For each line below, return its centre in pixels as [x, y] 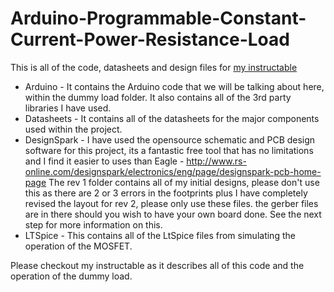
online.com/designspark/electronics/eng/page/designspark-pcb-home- [173, 171]
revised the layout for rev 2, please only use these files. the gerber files [171, 203]
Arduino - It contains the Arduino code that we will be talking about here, [174, 86]
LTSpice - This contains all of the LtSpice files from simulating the [160, 235]
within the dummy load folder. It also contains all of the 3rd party [158, 97]
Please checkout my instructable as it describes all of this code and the [157, 265]
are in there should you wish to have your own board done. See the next [173, 214]
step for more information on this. [93, 224]
